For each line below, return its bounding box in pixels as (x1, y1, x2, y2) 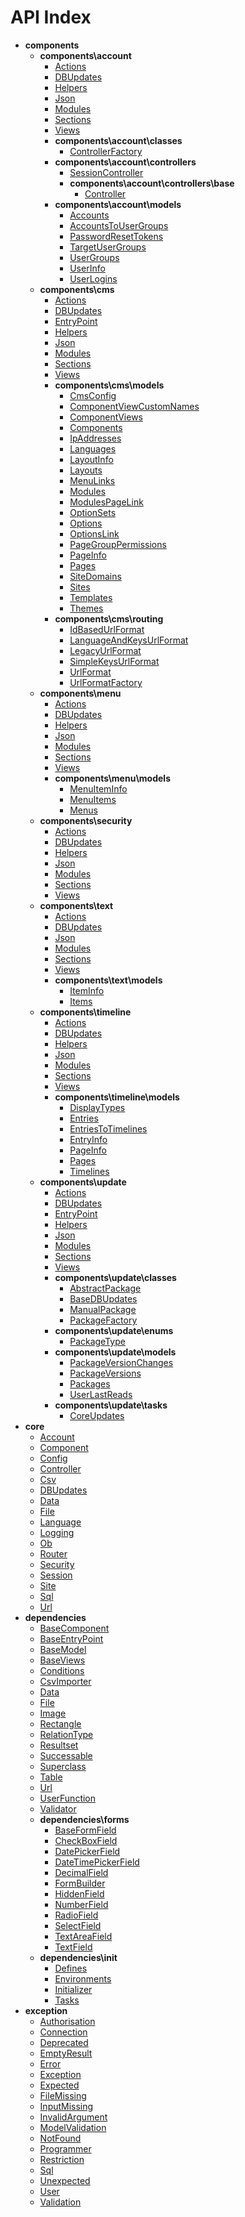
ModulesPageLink (69, 496, 144, 508)
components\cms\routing (54, 612, 164, 625)
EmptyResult (39, 2047, 93, 2059)
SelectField (54, 1919, 102, 1931)
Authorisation (39, 2015, 96, 2027)
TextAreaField (54, 1930, 113, 1942)
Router (39, 1547, 68, 1560)
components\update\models (54, 1346, 177, 1358)
